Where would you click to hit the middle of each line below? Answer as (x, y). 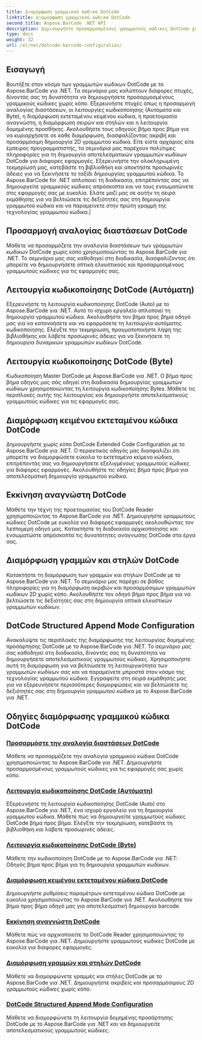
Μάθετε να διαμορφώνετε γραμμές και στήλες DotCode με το (84, 976)
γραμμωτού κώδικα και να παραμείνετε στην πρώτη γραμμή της (87, 206)
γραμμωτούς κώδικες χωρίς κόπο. (49, 989)
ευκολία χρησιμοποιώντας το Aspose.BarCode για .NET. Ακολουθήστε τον (99, 899)
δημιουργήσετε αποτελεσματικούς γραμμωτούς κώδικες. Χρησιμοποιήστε (99, 659)
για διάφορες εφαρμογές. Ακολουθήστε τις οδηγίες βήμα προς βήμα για (97, 470)
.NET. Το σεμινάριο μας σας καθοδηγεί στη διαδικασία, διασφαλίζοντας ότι (101, 258)
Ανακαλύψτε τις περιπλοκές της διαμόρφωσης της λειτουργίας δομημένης (100, 640)
